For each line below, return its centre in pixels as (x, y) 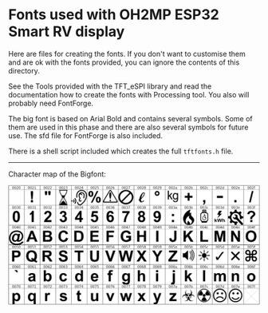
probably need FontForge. (51, 103)
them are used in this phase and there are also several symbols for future (128, 127)
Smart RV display (67, 32)
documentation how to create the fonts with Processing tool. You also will (129, 94)
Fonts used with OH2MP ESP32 (114, 15)
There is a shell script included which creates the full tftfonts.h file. (121, 151)
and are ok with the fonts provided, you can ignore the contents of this (124, 62)
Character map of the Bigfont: (57, 174)
